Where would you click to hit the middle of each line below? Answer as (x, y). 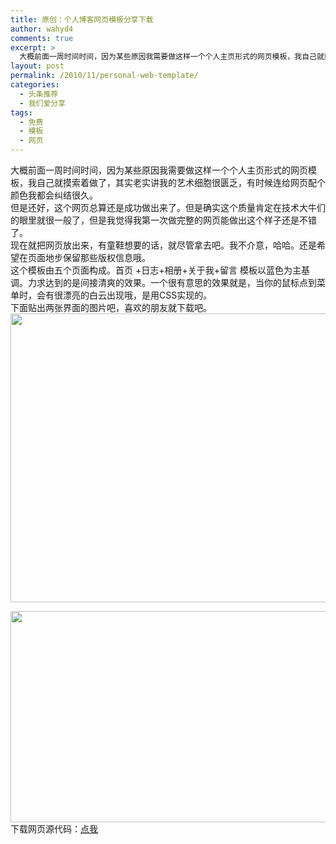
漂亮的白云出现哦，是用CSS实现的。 (137, 295)
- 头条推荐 (39, 94)
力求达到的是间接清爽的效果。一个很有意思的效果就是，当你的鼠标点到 (172, 282)
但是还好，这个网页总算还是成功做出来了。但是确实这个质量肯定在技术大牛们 (168, 207)
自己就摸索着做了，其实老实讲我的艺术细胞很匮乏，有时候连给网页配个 (181, 182)
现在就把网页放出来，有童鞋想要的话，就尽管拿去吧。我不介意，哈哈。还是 (163, 245)
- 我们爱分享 (43, 103)
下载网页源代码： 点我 (54, 829)
